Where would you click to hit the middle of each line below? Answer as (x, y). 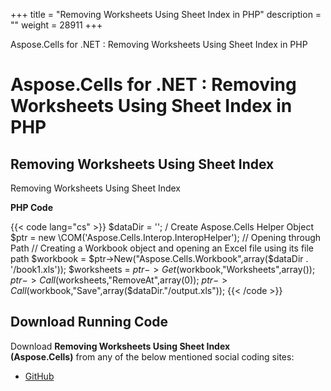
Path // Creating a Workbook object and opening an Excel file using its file (162, 248)
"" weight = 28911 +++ (56, 25)
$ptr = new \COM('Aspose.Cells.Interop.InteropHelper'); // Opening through (166, 237)
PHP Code (32, 207)
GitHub (39, 376)
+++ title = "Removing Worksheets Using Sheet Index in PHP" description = (166, 14)
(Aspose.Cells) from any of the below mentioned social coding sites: (152, 356)
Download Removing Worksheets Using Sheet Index (120, 346)
